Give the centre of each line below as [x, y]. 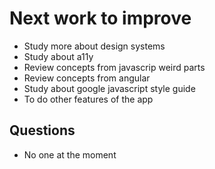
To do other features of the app [88, 99]
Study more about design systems [94, 46]
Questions [42, 130]
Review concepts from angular [87, 78]
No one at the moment [70, 154]
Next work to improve [100, 18]
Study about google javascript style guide [109, 88]
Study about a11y [58, 56]
